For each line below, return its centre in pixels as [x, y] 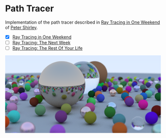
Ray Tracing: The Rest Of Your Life [47, 48]
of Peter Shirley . [21, 27]
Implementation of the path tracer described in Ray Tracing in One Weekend [83, 22]
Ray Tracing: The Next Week [41, 43]
